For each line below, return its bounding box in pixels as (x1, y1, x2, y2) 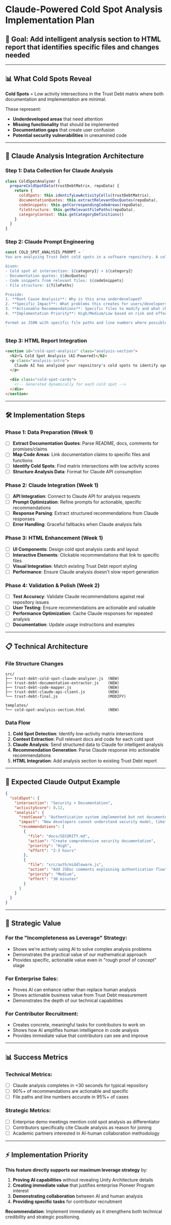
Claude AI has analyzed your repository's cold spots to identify (14, 363, 158, 368)
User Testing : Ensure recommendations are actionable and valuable (12, 605, 156, 611)
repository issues (12, 599, 49, 606)
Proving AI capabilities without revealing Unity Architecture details (12, 1176, 154, 1183)
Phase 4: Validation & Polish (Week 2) (5, 582, 100, 589)
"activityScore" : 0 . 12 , (14, 805, 65, 810)
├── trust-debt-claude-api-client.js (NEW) (5, 689, 120, 694)
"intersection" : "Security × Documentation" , (14, 800, 113, 805)
